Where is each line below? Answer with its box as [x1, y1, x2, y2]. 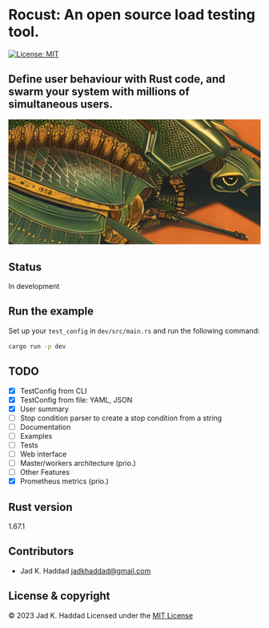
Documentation [19, 422, 71, 431]
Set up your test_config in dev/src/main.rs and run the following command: [8, 326, 260, 335]
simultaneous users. [8, 98, 114, 111]
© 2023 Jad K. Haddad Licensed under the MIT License [8, 610, 194, 620]
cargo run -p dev [8, 342, 66, 350]
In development [8, 282, 60, 291]
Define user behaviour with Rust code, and [8, 72, 226, 86]
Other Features [19, 468, 70, 477]
